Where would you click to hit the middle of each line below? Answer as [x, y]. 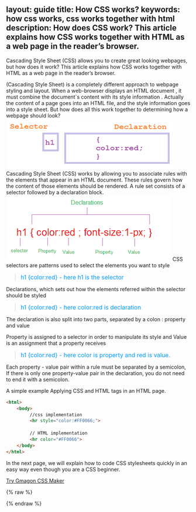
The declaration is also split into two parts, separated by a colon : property [96, 319]
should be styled [26, 295]
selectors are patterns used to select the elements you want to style [88, 265]
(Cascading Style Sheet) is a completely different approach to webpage [92, 84]
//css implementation [56, 415]
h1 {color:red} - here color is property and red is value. [95, 355]
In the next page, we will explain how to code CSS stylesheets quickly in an [97, 463]
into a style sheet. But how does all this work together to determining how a [97, 109]
